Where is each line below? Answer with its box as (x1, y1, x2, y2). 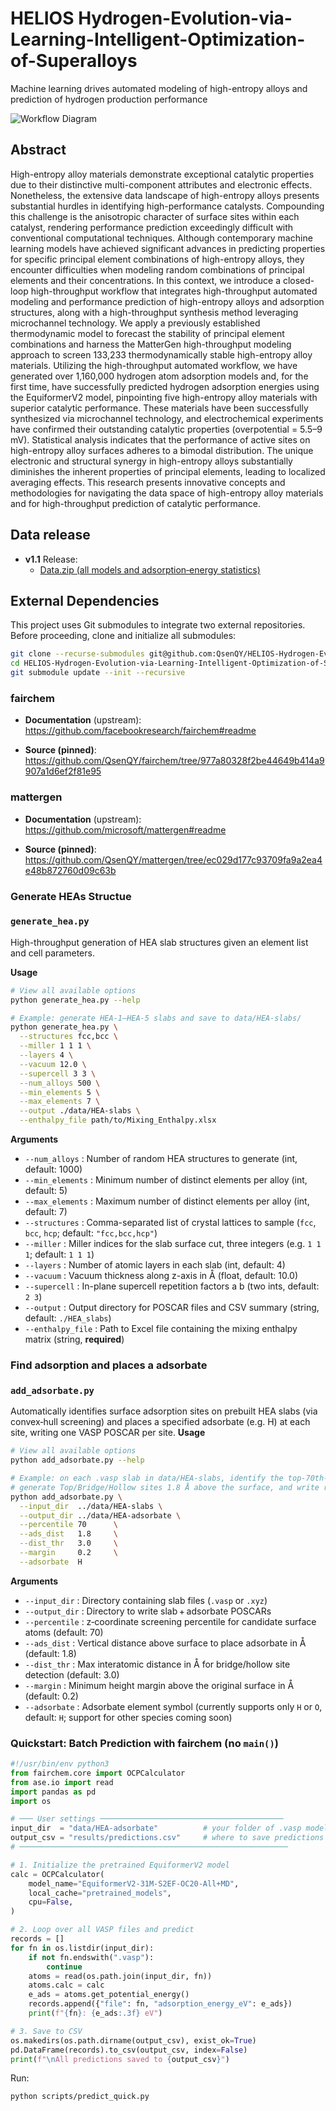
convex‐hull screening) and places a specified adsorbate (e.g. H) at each (10, 1416, 311, 1428)
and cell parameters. (10, 947, 95, 959)
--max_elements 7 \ (19, 1097, 101, 1107)
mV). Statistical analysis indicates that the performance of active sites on (10, 433, 311, 446)
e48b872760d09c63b (24, 864, 117, 876)
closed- (282, 274, 315, 286)
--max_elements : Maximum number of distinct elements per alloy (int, (24, 1195, 310, 1207)
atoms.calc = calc (28, 1980, 105, 1991)
